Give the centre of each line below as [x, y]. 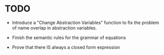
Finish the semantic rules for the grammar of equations [69, 37]
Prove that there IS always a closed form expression [66, 47]
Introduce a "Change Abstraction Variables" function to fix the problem [86, 22]
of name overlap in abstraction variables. [54, 27]
